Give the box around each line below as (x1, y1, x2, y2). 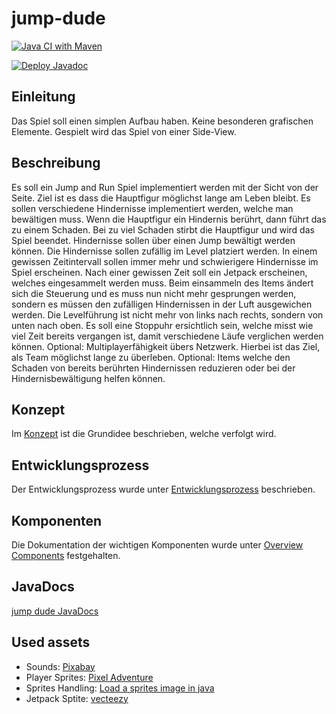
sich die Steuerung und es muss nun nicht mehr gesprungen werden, (11, 287, 297, 299)
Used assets (11, 634, 91, 651)
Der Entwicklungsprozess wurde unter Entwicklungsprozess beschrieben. (11, 483, 316, 496)
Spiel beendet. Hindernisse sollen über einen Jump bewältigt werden (11, 234, 296, 246)
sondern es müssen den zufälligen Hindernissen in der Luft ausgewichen (11, 298, 313, 310)
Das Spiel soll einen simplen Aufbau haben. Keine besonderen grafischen (11, 115, 314, 127)
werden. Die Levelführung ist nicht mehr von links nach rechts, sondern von (11, 308, 324, 321)
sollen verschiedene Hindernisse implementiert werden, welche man (11, 202, 294, 214)
